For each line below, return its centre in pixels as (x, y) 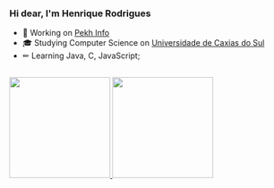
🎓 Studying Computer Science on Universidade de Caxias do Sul (143, 43)
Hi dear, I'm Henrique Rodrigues (80, 13)
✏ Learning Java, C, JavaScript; (81, 56)
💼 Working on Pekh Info (66, 33)
